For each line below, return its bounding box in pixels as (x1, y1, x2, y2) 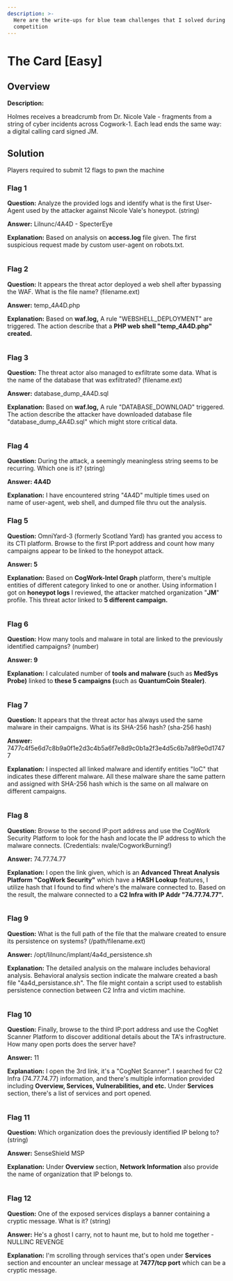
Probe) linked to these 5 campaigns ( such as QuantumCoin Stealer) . (7, 676, 207, 685)
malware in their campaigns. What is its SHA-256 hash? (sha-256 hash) (7, 723, 212, 732)
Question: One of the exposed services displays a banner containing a (7, 1209, 210, 1218)
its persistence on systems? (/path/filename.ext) (7, 937, 146, 945)
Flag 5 (7, 516, 29, 526)
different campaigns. (7, 787, 67, 796)
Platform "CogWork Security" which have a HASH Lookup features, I (7, 876, 209, 884)
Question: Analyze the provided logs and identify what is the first (7, 199, 195, 207)
